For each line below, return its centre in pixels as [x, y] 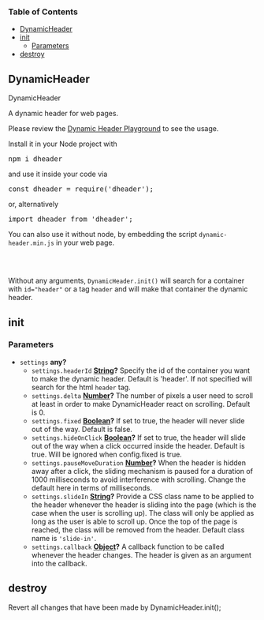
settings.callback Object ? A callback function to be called [128, 547]
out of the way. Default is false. [82, 429]
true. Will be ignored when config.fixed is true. [107, 454]
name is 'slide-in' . [64, 538]
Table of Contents [43, 12]
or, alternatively [33, 205]
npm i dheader [35, 159]
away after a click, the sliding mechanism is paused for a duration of [142, 471]
